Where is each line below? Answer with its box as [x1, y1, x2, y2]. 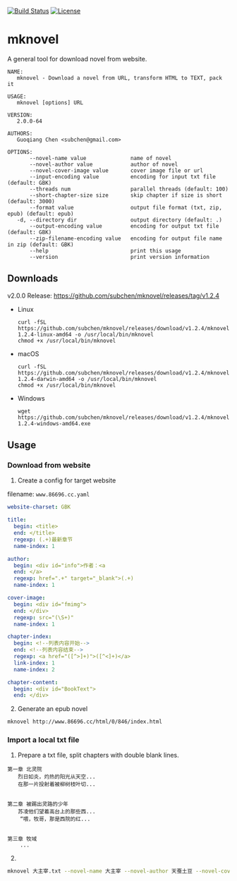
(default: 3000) [7, 198, 55, 205]
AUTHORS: [7, 130, 33, 137]
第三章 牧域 [7, 836, 37, 843]
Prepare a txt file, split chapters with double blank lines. [17, 751, 180, 760]
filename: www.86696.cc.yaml [7, 490, 90, 499]
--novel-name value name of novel [29, 154, 172, 162]
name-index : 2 [13, 666, 55, 673]
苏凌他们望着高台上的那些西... [17, 808, 96, 815]
